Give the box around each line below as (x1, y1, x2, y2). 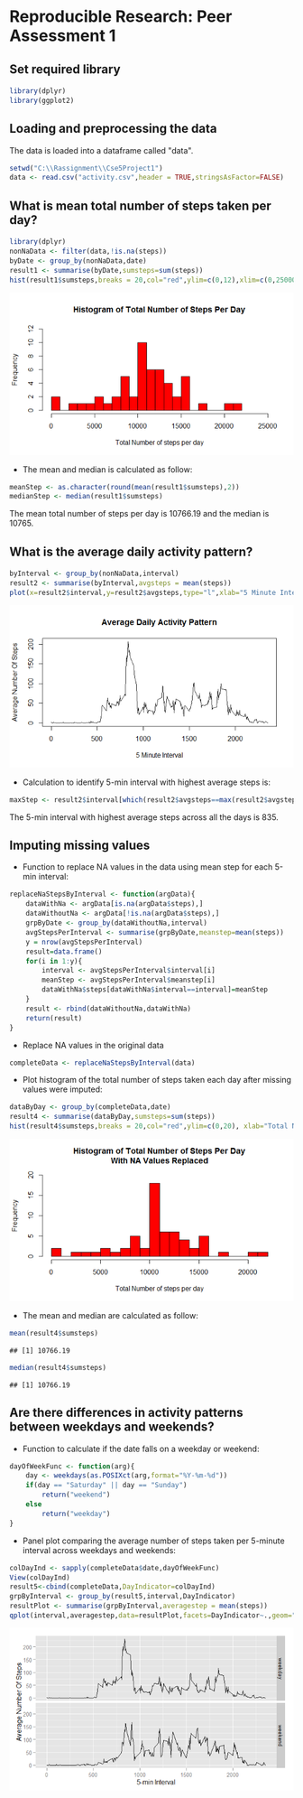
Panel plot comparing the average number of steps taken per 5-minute (22, 1535, 286, 1546)
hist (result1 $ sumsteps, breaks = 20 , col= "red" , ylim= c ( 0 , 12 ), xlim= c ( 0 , (9, 275, 277, 284)
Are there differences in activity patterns (9, 1405, 243, 1421)
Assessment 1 (9, 25, 116, 46)
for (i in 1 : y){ (25, 956, 83, 965)
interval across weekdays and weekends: (22, 1544, 176, 1555)
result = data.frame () (25, 946, 103, 956)
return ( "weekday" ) (41, 1509, 111, 1518)
